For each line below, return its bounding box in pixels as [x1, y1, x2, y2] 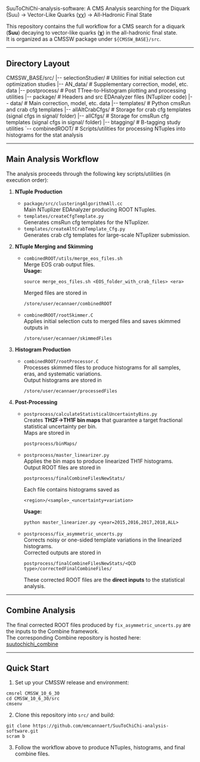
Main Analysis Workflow [6, 154, 99, 164]
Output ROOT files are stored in [23, 463, 101, 471]
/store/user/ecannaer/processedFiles [23, 388, 118, 394]
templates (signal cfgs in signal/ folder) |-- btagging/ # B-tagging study [6, 119, 181, 125]
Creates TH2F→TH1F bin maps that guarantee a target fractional [23, 416, 183, 423]
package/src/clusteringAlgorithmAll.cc [23, 201, 123, 207]
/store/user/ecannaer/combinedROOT [23, 300, 112, 306]
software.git [6, 728, 39, 735]
